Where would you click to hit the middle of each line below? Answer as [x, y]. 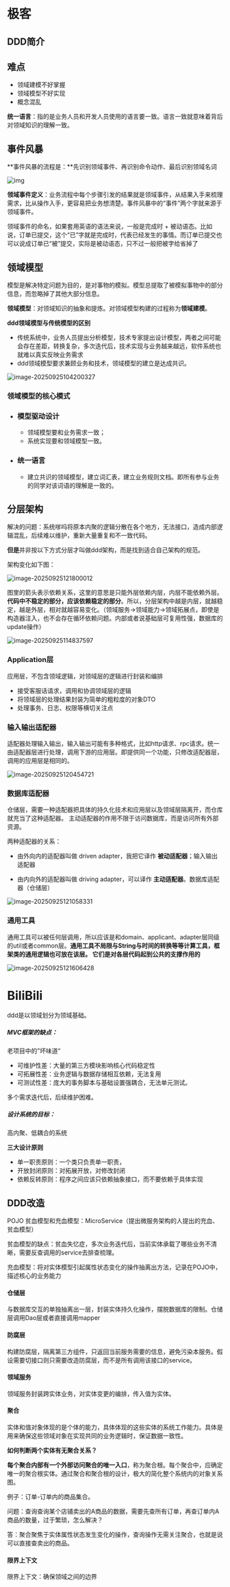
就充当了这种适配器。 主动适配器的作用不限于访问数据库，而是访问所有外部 [113, 819]
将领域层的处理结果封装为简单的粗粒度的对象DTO [86, 699]
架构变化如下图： [31, 564]
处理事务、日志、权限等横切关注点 [65, 707]
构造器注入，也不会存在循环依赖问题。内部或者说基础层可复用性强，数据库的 [115, 618]
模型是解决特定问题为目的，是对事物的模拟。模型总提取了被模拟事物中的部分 [115, 285]
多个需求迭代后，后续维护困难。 [52, 1097]
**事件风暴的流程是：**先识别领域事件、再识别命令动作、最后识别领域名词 [112, 167]
